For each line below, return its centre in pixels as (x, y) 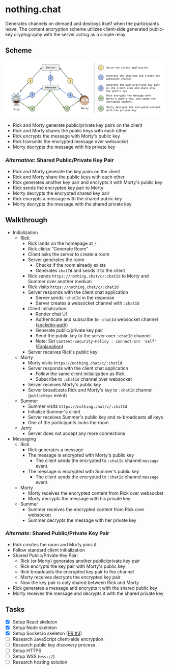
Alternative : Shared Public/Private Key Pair (60, 160)
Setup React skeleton (35, 621)
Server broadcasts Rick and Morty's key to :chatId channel (90, 390)
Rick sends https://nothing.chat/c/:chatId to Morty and (88, 276)
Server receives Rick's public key (63, 352)
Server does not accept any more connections (77, 433)
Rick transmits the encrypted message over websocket (70, 142)
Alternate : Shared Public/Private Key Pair (57, 534)
